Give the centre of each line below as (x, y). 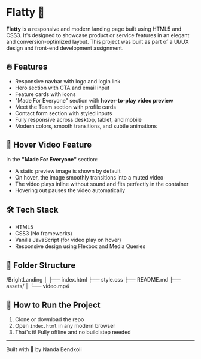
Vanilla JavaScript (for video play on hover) (68, 240)
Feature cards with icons (45, 94)
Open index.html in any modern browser (65, 326)
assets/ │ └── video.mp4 (38, 286)
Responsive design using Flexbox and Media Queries (80, 246)
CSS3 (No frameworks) (44, 234)
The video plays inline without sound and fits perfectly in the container (102, 184)
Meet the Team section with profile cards (66, 107)
